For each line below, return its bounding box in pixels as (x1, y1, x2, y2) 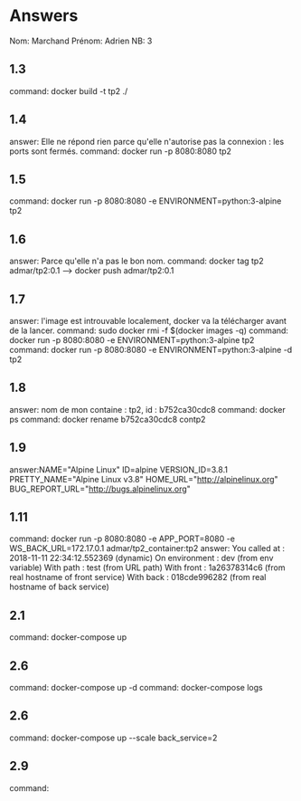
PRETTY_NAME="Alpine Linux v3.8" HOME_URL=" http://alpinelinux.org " (9, 473, 278, 484)
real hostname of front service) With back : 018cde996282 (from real (9, 572, 267, 583)
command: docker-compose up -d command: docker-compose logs (9, 682, 264, 693)
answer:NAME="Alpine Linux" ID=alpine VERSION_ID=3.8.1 (9, 463, 229, 475)
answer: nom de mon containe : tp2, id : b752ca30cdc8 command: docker (9, 404, 287, 415)
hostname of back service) (9, 581, 110, 593)
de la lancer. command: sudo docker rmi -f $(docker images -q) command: (9, 325, 289, 336)
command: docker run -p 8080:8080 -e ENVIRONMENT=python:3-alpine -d (9, 345, 293, 355)
